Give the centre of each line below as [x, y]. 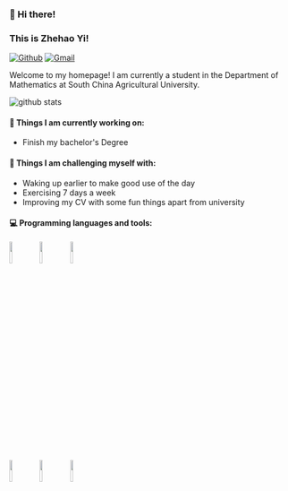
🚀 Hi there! [33, 14]
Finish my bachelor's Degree [75, 142]
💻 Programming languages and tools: [81, 223]
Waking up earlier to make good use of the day [108, 183]
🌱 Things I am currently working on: [77, 122]
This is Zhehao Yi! [49, 38]
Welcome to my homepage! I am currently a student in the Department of [144, 75]
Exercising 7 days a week [69, 193]
